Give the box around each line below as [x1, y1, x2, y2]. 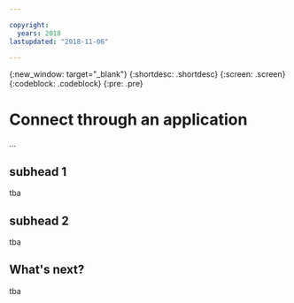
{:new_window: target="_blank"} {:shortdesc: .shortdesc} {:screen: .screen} [9, 69, 286, 80]
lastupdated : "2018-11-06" [9, 37, 109, 46]
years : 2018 [17, 28, 62, 38]
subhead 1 [9, 164, 67, 179]
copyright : [9, 20, 50, 29]
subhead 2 [9, 213, 69, 228]
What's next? [9, 262, 85, 277]
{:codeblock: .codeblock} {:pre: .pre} [9, 79, 143, 89]
